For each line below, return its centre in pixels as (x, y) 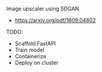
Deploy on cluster (36, 63)
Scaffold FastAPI (35, 43)
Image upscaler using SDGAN (43, 9)
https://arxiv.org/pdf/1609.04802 (55, 20)
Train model (30, 50)
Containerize (30, 56)
